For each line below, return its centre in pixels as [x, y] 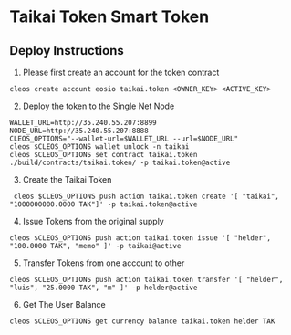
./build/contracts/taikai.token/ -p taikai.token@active [120, 162]
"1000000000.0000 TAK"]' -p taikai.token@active [104, 204]
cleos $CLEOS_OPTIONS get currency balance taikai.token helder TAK [142, 321]
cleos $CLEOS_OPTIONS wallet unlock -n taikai [99, 147]
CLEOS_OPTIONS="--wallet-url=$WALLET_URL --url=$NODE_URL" [124, 139]
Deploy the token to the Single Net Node [99, 106]
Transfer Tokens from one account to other [104, 263]
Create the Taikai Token [67, 179]
